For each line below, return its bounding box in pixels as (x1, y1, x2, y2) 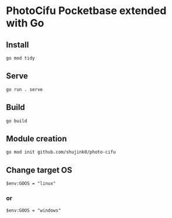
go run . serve (6, 86, 43, 92)
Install (6, 40, 29, 50)
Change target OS (6, 165, 73, 175)
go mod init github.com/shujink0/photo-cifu (6, 149, 116, 155)
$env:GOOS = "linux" (6, 181, 57, 186)
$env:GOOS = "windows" (6, 207, 61, 213)
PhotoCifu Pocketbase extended (6, 4, 167, 18)
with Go (6, 16, 44, 30)
